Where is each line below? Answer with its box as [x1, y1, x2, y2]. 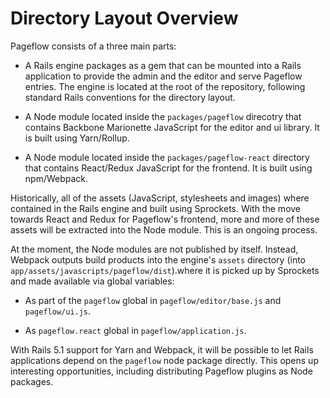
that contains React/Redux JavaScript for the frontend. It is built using [24, 162, 313, 174]
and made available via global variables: [10, 275, 175, 287]
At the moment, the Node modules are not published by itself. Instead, [10, 243, 299, 255]
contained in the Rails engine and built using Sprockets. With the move [10, 202, 302, 214]
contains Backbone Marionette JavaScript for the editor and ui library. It [24, 121, 320, 133]
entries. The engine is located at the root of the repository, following [24, 80, 306, 92]
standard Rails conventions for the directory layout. [24, 91, 236, 103]
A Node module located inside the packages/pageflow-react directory [24, 151, 310, 163]
